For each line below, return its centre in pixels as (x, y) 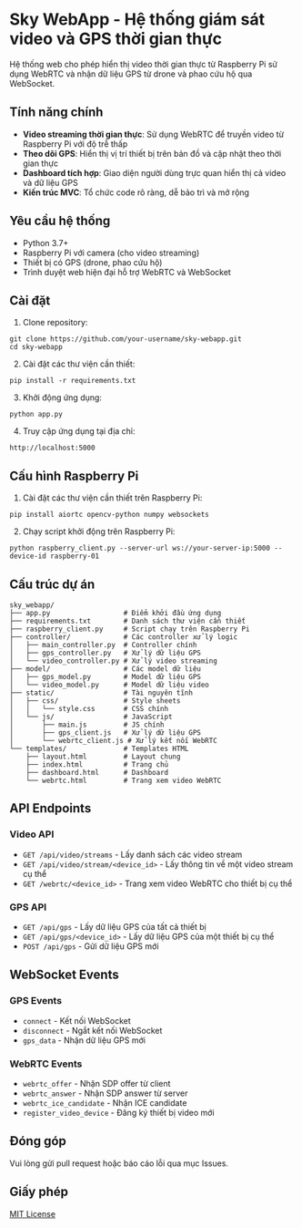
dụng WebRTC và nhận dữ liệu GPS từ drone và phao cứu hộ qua (131, 74)
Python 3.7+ (45, 243)
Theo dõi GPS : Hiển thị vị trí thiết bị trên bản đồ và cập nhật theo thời (152, 153)
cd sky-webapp (36, 347)
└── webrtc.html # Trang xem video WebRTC (124, 780)
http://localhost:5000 (52, 448)
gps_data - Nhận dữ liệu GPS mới (84, 1040)
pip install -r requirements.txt (73, 381)
